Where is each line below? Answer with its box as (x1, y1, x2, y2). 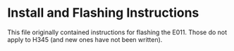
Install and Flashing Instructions (7, 5, 199, 21)
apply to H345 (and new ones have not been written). (7, 35, 163, 43)
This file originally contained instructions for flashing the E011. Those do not (7, 28, 228, 36)
